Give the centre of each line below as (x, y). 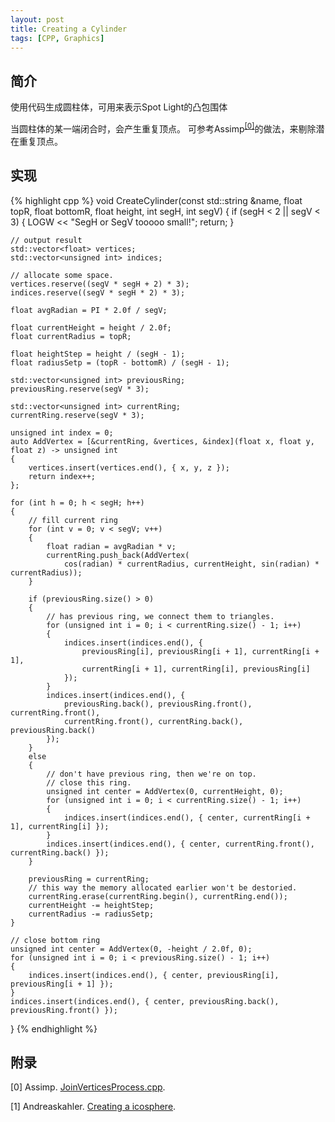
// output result (46, 240)
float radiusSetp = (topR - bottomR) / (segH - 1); (120, 362)
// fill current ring (73, 520)
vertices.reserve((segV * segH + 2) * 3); (100, 284)
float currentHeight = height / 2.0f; (91, 327)
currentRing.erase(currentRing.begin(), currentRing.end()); (158, 896)
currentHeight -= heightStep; (91, 905)
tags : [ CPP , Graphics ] (57, 38)
